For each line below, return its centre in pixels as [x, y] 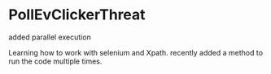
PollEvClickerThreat [77, 15]
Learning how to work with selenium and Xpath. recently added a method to [135, 52]
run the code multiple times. [55, 61]
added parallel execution [50, 37]
